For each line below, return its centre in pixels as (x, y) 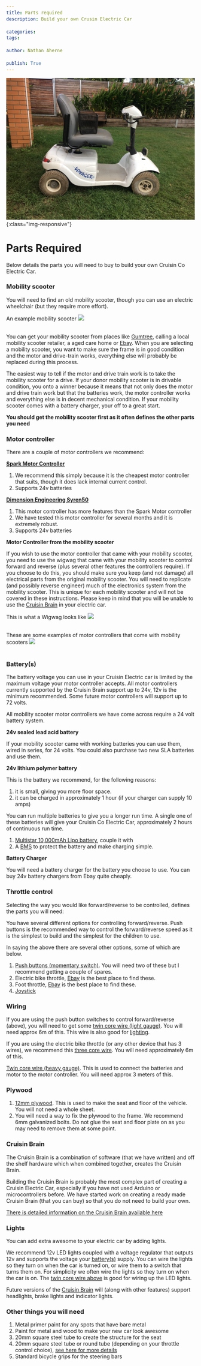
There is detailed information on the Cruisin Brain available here (85, 1212)
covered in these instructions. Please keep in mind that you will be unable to (100, 598)
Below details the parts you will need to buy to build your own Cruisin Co (96, 265)
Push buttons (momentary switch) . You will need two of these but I (97, 965)
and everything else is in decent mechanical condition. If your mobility (93, 399)
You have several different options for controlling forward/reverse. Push (95, 923)
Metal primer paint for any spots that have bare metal (80, 1325)
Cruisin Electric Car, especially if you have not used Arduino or (83, 1188)
